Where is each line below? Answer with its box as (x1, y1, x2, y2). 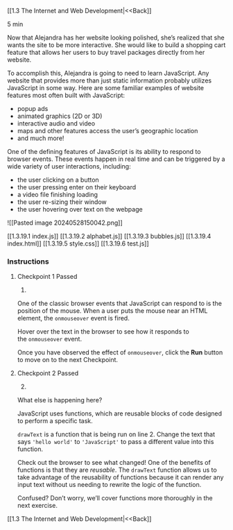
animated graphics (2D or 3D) (17, 112, 103, 120)
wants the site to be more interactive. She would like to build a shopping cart (7, 41, 226, 49)
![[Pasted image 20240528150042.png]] (7, 219, 123, 227)
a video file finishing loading (17, 191, 98, 198)
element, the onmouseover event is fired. (17, 314, 130, 323)
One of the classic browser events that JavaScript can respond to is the (17, 299, 222, 308)
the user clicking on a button (17, 176, 99, 184)
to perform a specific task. (17, 417, 94, 425)
